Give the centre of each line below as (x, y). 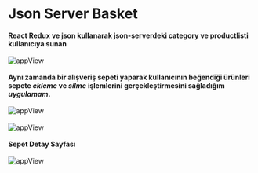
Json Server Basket (73, 14)
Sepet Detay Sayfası (42, 144)
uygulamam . (29, 94)
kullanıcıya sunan (37, 43)
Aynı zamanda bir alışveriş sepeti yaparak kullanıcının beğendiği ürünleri (129, 77)
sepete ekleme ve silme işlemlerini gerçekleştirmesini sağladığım (116, 85)
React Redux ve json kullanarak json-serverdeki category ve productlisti (128, 35)
